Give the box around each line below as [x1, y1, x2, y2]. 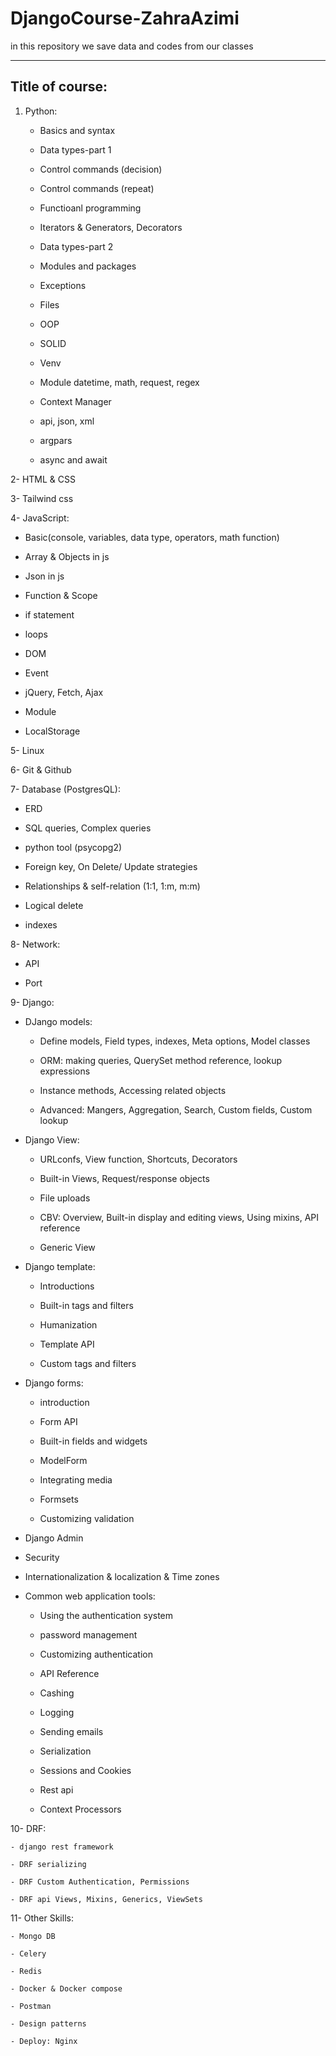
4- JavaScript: [10, 512, 70, 524]
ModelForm [39, 1454, 88, 1466]
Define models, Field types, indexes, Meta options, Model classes [39, 1035, 311, 1047]
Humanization [39, 1318, 98, 1331]
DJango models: [24, 1015, 93, 1027]
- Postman [10, 2001, 52, 2011]
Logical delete [24, 899, 84, 911]
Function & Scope [24, 589, 98, 601]
